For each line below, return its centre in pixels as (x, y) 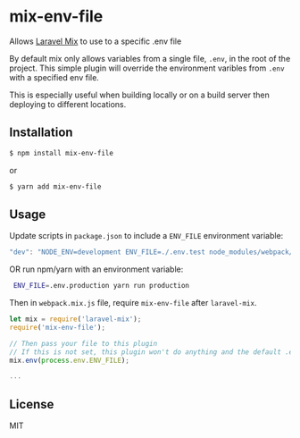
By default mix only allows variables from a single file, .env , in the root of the (150, 58)
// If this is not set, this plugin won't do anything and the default (145, 352)
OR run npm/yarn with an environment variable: (96, 269)
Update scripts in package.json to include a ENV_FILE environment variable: (146, 236)
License (32, 404)
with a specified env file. (54, 77)
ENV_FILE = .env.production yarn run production (101, 286)
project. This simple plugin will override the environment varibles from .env (147, 68)
